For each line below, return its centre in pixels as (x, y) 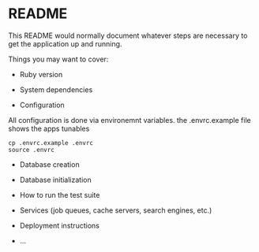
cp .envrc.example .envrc (51, 143)
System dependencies (56, 89)
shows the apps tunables (49, 128)
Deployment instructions (60, 225)
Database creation (50, 164)
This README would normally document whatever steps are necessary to (128, 35)
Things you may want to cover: (58, 59)
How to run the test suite (60, 195)
